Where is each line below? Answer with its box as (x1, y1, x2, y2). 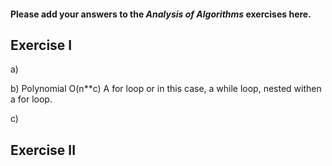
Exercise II (10, 141, 77, 159)
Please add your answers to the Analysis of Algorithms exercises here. (10, 8, 312, 20)
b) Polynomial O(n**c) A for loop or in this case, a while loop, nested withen (10, 83, 322, 95)
